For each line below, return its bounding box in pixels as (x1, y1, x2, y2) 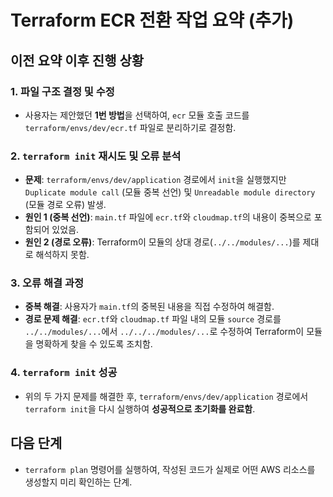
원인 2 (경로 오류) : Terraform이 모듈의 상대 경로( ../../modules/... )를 (24, 236, 301, 248)
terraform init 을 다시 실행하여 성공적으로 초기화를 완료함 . (24, 402, 256, 415)
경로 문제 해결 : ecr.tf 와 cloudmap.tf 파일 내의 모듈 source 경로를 (24, 313, 282, 325)
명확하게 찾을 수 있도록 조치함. (35, 338, 153, 350)
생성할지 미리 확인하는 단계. (24, 476, 133, 488)
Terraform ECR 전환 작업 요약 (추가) (10, 9, 295, 32)
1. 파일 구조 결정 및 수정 (10, 84, 115, 98)
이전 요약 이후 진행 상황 (10, 52, 145, 69)
